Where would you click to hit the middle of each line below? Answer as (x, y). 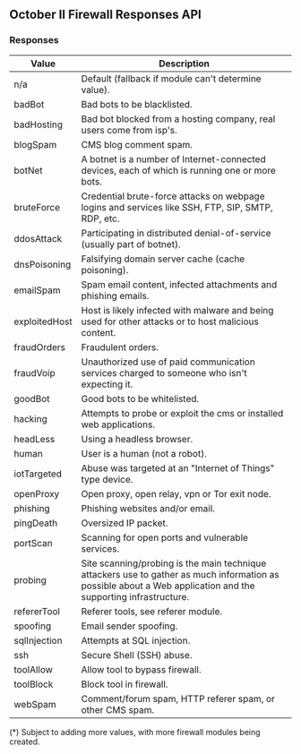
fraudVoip (34, 373)
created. (25, 741)
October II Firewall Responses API (105, 15)
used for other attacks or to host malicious (170, 321)
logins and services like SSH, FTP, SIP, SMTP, (177, 207)
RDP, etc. (100, 218)
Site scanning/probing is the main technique (174, 563)
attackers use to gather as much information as (180, 574)
